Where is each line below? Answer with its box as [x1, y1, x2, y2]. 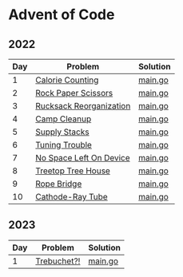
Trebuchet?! [35, 255, 81, 267]
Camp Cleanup [35, 113, 92, 125]
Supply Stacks [35, 126, 90, 137]
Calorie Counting [35, 74, 99, 85]
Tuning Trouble [35, 140, 92, 150]
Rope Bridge [35, 178, 82, 189]
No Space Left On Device [35, 152, 130, 163]
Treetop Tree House [35, 165, 110, 176]
